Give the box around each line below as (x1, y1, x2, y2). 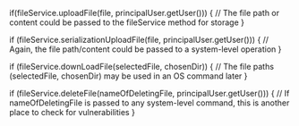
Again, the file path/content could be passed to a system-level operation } (9, 44, 282, 55)
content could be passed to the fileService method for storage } (9, 17, 244, 28)
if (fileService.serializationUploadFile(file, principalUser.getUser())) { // (9, 35, 269, 45)
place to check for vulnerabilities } (9, 107, 136, 117)
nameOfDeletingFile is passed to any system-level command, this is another (9, 97, 290, 108)
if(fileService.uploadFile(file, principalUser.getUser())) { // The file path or (9, 8, 280, 18)
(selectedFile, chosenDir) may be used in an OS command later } (9, 71, 248, 81)
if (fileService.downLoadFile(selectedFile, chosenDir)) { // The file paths (9, 62, 275, 71)
